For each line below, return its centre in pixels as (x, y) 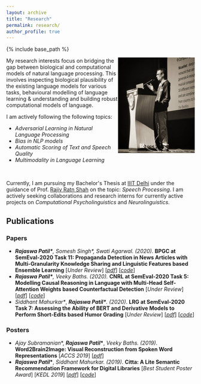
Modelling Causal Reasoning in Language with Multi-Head (89, 282)
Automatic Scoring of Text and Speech (63, 148)
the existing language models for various (56, 86)
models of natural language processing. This (61, 73)
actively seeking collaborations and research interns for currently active (95, 196)
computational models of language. (50, 105)
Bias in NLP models (39, 141)
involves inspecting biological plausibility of (60, 80)
